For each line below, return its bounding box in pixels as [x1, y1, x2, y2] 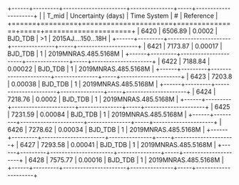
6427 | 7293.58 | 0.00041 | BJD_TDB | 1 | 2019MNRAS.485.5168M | [20, 141, 216, 149]
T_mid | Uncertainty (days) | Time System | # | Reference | [46, 11, 218, 20]
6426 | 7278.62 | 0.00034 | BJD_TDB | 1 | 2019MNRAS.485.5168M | [7, 126, 205, 134]
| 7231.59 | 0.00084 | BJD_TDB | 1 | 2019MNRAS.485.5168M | [7, 110, 187, 119]
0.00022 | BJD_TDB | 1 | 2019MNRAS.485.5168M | [7, 65, 155, 73]
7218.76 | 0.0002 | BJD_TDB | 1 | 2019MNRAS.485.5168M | [7, 95, 178, 104]
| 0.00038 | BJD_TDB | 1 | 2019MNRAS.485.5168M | [7, 80, 158, 88]
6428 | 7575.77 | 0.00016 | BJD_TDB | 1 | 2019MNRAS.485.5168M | [28, 156, 224, 164]
